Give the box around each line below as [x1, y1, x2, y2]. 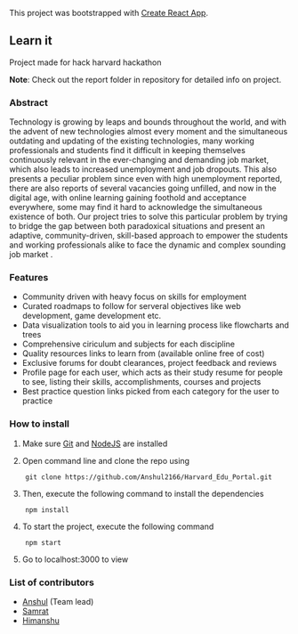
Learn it [9, 33, 52, 48]
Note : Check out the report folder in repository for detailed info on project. [9, 74, 282, 85]
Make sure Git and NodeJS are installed [21, 438, 168, 449]
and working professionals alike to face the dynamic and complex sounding [9, 240, 286, 250]
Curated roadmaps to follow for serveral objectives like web [21, 301, 242, 312]
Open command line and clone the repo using [21, 455, 189, 466]
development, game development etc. [21, 311, 162, 321]
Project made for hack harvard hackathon [9, 57, 162, 68]
